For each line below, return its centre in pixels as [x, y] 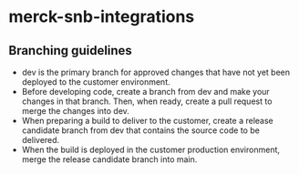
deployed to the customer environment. [96, 82]
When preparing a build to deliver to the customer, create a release [148, 121]
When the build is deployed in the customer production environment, [150, 149]
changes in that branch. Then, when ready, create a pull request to [147, 101]
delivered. [41, 140]
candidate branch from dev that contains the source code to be [141, 130]
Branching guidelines [71, 51]
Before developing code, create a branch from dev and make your [145, 92]
